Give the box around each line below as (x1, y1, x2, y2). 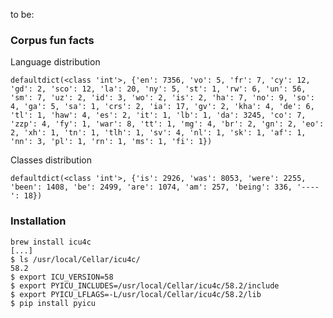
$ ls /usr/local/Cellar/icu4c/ (10, 254, 141, 264)
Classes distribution (10, 154, 92, 166)
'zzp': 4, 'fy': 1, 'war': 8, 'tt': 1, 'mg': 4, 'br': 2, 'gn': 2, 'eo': (10, 119, 325, 129)
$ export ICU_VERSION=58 (10, 272, 114, 282)
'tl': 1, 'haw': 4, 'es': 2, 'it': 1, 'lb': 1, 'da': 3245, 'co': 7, (10, 110, 307, 121)
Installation (10, 214, 67, 228)
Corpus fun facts (10, 33, 95, 47)
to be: (10, 9, 35, 20)
